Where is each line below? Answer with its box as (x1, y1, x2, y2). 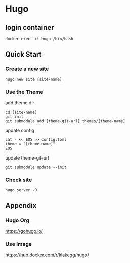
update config (5, 127, 34, 133)
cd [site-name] (5, 110, 37, 115)
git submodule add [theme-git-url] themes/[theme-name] (5, 118, 125, 124)
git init (5, 114, 24, 119)
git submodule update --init (5, 165, 67, 170)
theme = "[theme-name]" (5, 141, 56, 146)
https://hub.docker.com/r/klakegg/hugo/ (5, 252, 90, 258)
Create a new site (5, 65, 49, 72)
